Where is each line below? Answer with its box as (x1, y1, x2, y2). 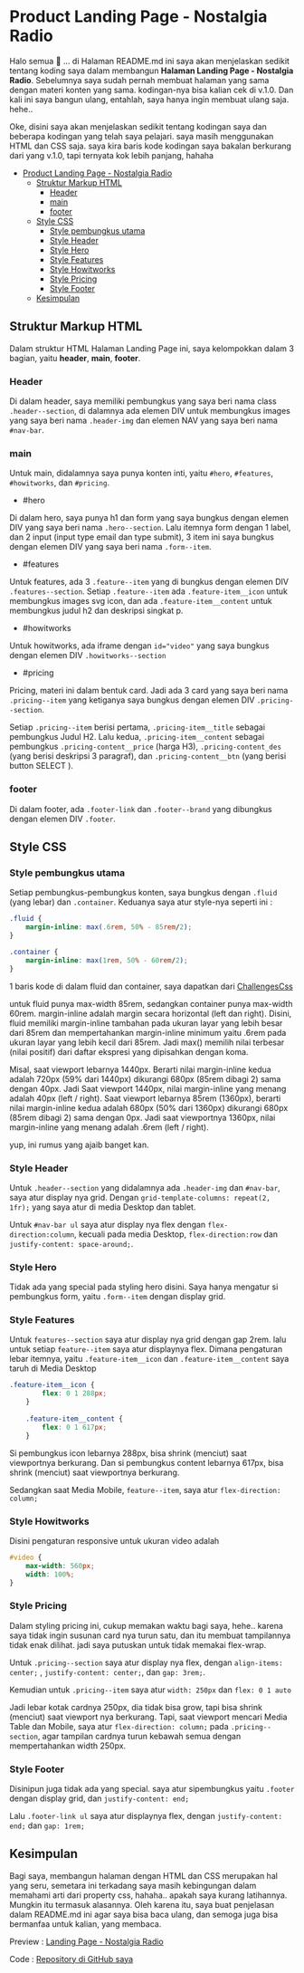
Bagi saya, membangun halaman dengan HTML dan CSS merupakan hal (9, 1870, 279, 1881)
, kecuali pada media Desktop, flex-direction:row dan (73, 1229, 279, 1240)
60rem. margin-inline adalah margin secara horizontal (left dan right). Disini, (9, 1008, 292, 1019)
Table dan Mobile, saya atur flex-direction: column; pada (9, 1720, 229, 1731)
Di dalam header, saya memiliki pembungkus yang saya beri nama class (9, 396, 278, 407)
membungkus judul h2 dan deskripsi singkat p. (9, 605, 184, 617)
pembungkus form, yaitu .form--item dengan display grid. (9, 1291, 226, 1302)
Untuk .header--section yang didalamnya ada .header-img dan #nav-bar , (9, 1182, 280, 1192)
